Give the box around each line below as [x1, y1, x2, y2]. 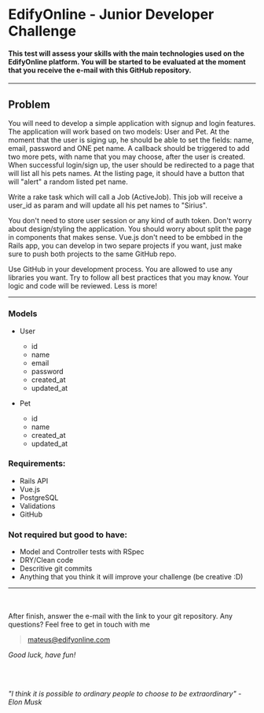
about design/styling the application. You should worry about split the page [8, 224, 251, 233]
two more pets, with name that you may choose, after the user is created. [8, 152, 246, 162]
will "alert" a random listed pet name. [8, 177, 128, 186]
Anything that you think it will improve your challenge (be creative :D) [19, 572, 244, 582]
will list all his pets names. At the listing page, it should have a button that [8, 169, 245, 178]
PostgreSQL [19, 493, 59, 502]
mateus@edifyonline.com [27, 635, 111, 645]
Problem [8, 97, 51, 111]
